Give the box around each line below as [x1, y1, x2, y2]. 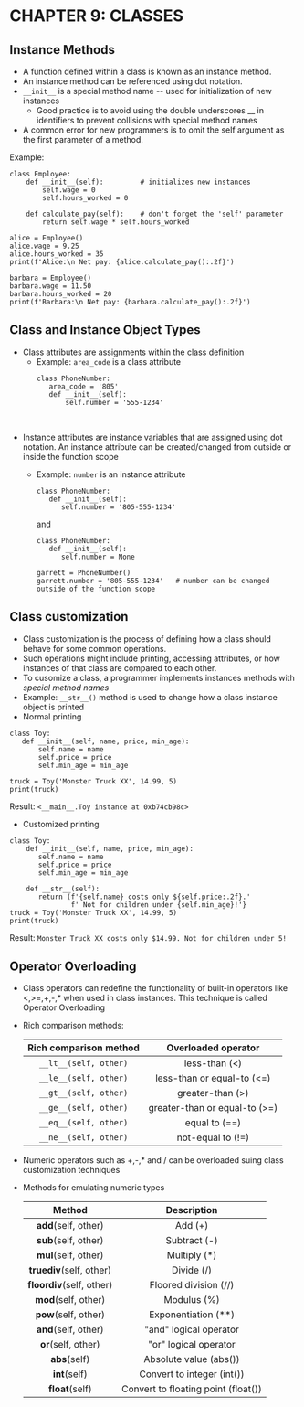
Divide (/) [172, 1263, 213, 1276]
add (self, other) [36, 1220, 105, 1232]
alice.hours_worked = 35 [9, 250, 104, 259]
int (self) [53, 1368, 89, 1380]
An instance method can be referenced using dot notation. [22, 76, 244, 87]
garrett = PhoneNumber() [36, 568, 131, 577]
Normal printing [22, 710, 82, 722]
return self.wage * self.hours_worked [42, 218, 190, 227]
